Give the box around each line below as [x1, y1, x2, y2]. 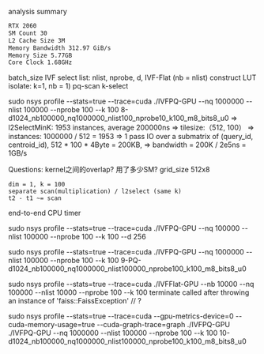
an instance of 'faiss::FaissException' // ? [8, 296, 142, 306]
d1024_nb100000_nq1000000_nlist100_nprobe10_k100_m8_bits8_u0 [8, 114, 229, 123]
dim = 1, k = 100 [8, 181, 66, 189]
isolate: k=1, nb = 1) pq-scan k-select [8, 81, 129, 91]
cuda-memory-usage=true [8, 320, 96, 330]
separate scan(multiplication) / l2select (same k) [8, 187, 182, 196]
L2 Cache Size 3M [8, 36, 66, 44]
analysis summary [8, 7, 67, 16]
